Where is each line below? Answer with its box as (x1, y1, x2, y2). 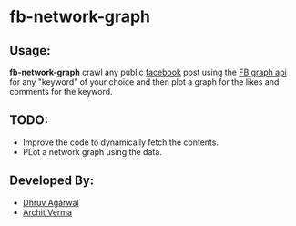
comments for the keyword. (9, 87, 113, 97)
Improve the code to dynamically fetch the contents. (22, 137, 219, 148)
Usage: (9, 43, 52, 58)
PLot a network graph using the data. (22, 146, 162, 157)
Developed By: (9, 173, 95, 189)
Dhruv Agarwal (22, 197, 79, 208)
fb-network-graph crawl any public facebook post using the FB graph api (9, 67, 287, 77)
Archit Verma (22, 207, 73, 218)
